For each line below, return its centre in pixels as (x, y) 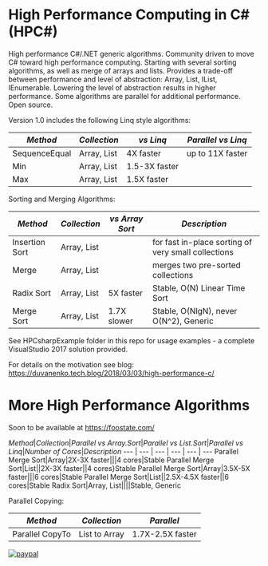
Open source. (31, 105)
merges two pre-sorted (196, 265)
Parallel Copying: (36, 501)
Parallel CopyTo (42, 534)
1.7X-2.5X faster (164, 534)
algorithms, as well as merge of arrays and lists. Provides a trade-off (121, 70)
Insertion (29, 242)
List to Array (102, 534)
